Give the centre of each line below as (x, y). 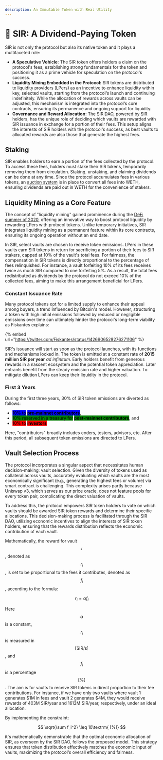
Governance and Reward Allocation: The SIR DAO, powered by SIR (80, 114)
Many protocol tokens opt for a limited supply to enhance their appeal (75, 304)
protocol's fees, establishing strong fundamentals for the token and (80, 67)
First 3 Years (20, 387)
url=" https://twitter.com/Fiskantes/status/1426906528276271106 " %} (75, 340)
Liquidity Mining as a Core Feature (58, 203)
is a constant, (18, 624)
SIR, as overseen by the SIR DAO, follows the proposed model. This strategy (81, 741)
